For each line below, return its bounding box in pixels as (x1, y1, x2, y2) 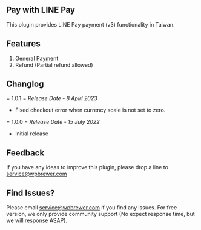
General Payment (15, 55, 59, 62)
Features (6, 39, 41, 49)
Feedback (6, 147, 45, 158)
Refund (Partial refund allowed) (15, 61, 93, 69)
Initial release (15, 130, 48, 137)
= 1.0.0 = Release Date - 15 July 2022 (6, 118, 100, 126)
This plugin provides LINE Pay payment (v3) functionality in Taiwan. (6, 21, 175, 28)
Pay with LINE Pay (6, 5, 76, 15)
